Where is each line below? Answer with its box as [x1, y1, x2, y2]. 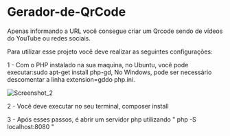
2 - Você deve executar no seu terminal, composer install [7, 102, 170, 110]
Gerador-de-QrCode [7, 4, 126, 20]
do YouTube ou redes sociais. [7, 34, 91, 42]
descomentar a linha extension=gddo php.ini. [7, 75, 135, 83]
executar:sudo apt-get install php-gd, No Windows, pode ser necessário [7, 68, 212, 76]
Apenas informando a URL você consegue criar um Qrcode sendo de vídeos [7, 27, 223, 35]
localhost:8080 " [7, 122, 55, 131]
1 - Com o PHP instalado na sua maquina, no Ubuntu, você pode [7, 60, 189, 69]
